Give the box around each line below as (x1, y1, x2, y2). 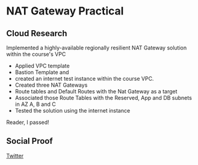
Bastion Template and (14, 69, 69, 76)
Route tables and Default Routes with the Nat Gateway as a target (14, 88, 178, 95)
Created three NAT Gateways (14, 81, 88, 89)
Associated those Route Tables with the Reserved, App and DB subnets (14, 95, 193, 101)
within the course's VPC (6, 51, 66, 58)
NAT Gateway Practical (6, 4, 124, 18)
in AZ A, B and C (14, 101, 56, 108)
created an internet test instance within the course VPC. (14, 75, 154, 82)
